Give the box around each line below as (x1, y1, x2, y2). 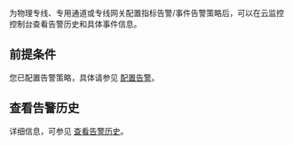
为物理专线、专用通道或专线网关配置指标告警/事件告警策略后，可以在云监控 (9, 8, 285, 18)
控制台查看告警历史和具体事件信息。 (9, 19, 142, 29)
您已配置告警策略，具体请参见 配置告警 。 (9, 72, 160, 82)
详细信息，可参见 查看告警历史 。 (9, 126, 129, 136)
